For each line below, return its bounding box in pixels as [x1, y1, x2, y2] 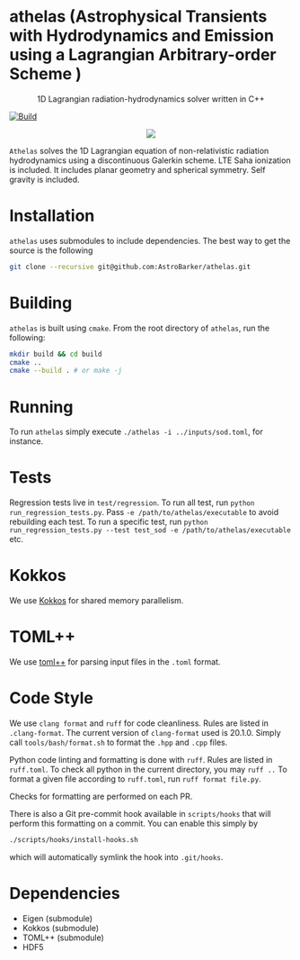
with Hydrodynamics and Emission [9, 25, 274, 46]
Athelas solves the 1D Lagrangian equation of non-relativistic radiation [9, 145, 269, 156]
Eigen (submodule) [22, 912, 93, 924]
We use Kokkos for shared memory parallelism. [9, 595, 184, 606]
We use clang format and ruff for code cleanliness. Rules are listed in [9, 718, 269, 729]
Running [9, 396, 74, 417]
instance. [9, 436, 44, 447]
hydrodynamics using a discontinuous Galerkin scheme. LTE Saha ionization [9, 155, 291, 166]
